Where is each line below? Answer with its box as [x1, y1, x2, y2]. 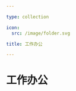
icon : [6, 24, 20, 30]
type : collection [6, 14, 49, 20]
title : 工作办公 [6, 41, 43, 47]
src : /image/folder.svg [11, 30, 70, 36]
